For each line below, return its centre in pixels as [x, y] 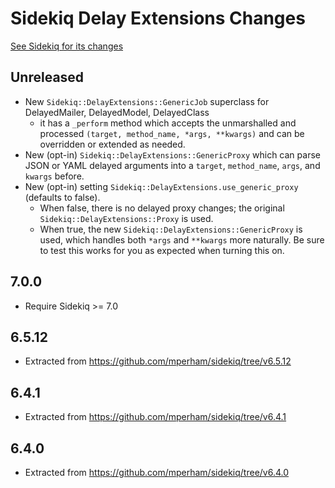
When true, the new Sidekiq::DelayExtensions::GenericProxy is [171, 229]
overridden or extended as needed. [112, 144]
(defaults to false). [62, 197]
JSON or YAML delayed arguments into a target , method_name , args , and [172, 165]
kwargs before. [54, 176]
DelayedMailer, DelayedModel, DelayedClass [117, 112]
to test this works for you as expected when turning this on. [162, 250]
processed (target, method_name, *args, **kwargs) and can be [172, 133]
